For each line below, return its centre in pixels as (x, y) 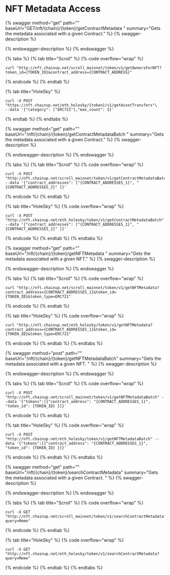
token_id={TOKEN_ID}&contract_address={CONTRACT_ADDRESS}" (69, 72)
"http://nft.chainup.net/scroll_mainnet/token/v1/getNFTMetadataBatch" (82, 397)
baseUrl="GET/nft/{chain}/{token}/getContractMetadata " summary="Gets (83, 28)
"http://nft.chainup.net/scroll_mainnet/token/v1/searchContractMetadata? (86, 516)
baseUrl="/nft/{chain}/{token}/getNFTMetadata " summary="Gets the (78, 253)
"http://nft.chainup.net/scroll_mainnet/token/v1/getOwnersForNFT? (89, 68)
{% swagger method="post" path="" (44, 353)
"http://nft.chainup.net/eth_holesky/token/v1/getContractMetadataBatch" (85, 220)
